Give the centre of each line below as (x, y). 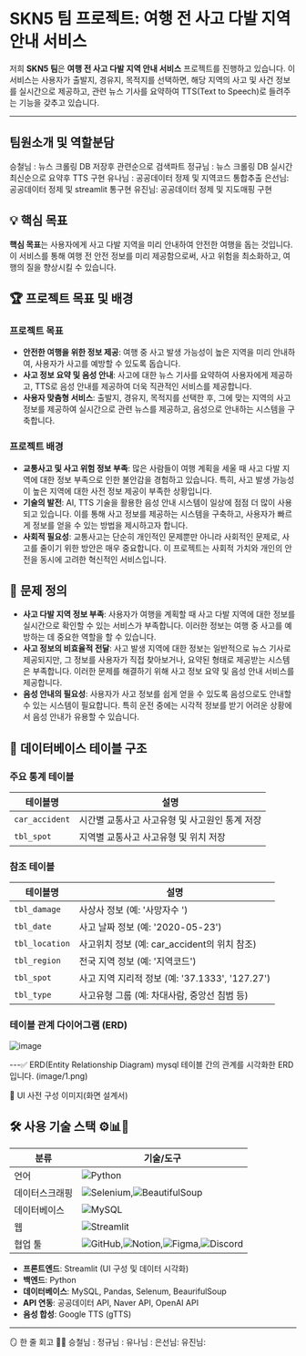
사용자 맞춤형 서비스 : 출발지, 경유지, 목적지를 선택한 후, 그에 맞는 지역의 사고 (157, 398)
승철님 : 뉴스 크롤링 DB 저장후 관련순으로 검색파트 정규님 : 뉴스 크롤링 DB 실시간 (151, 166)
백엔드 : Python (49, 1280)
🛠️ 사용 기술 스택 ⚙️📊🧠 (70, 1127)
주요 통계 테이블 (42, 776)
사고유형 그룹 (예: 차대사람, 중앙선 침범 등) (163, 996)
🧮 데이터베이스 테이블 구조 (78, 748)
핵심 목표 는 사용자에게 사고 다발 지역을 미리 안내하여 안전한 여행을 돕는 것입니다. (151, 244)
